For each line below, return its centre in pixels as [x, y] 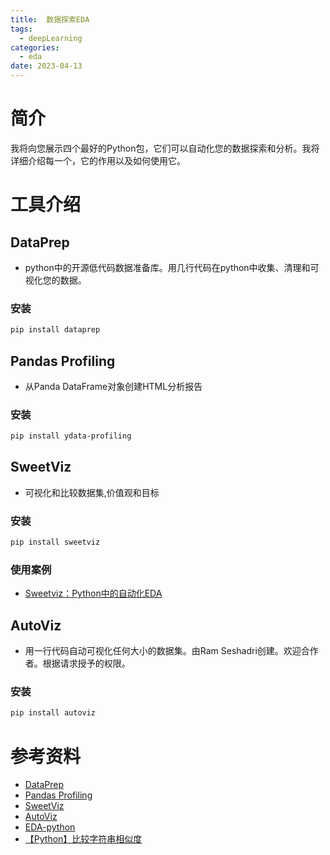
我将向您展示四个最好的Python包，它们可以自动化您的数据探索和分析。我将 [165, 148]
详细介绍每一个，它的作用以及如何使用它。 [98, 160]
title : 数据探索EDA [50, 19]
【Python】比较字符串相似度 [83, 839]
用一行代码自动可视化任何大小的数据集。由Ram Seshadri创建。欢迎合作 [171, 651]
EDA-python [50, 827]
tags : [21, 29]
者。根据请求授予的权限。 [77, 663]
